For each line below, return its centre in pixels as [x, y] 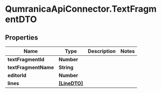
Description [102, 51]
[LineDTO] [71, 83]
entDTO [21, 19]
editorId [17, 75]
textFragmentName [31, 67]
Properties [22, 37]
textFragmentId [26, 59]
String [66, 67]
